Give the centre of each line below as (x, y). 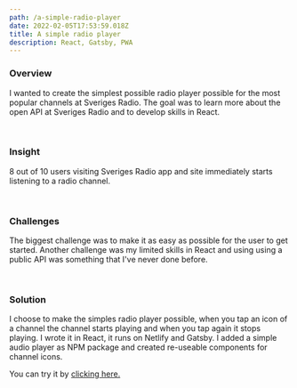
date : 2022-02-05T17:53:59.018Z (69, 26)
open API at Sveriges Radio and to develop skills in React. (115, 111)
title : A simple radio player (65, 34)
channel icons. (36, 357)
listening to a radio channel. (60, 181)
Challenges (34, 221)
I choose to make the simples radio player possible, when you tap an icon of (148, 319)
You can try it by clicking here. (65, 374)
